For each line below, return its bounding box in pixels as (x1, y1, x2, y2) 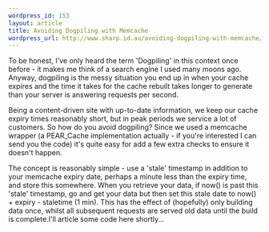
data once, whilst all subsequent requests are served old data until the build (8, 206, 259, 216)
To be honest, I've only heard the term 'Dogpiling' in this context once (8, 56, 239, 66)
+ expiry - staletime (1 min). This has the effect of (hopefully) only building (8, 198, 254, 207)
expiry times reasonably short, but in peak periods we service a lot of (8, 114, 238, 124)
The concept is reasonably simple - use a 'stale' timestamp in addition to (8, 163, 248, 173)
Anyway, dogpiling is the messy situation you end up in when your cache (8, 73, 249, 82)
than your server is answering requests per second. (8, 90, 179, 100)
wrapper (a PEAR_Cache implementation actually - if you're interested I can (8, 131, 257, 141)
